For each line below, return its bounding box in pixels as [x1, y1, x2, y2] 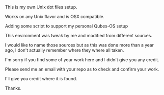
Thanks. [5, 85, 22, 91]
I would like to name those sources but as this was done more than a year [5, 42, 154, 48]
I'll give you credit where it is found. [5, 76, 78, 81]
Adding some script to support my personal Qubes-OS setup [5, 23, 128, 29]
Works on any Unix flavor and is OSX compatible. [5, 14, 105, 19]
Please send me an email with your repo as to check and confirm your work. [5, 66, 159, 72]
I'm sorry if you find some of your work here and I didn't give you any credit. [5, 57, 160, 63]
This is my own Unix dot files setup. [5, 4, 78, 10]
